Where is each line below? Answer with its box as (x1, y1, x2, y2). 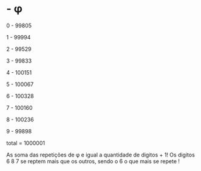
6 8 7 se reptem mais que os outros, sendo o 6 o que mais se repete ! (6, 157, 180, 165)
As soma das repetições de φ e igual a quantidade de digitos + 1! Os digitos (6, 151, 196, 158)
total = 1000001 (6, 139, 46, 147)
